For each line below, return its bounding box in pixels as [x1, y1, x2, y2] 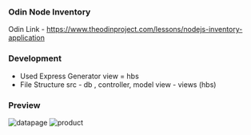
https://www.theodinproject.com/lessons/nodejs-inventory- [46, 25, 243, 34]
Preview [8, 99, 41, 110]
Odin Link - [8, 25, 46, 34]
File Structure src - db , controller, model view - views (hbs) [19, 79, 217, 89]
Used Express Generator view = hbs [19, 71, 140, 81]
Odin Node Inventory [8, 6, 91, 18]
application [8, 33, 46, 42]
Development [8, 53, 62, 64]
